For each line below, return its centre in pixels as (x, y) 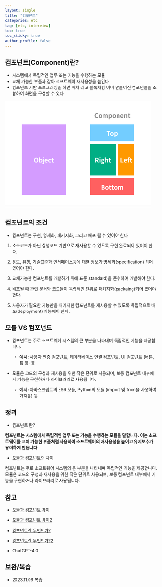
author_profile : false (28, 41)
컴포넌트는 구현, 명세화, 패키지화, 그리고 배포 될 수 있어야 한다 (70, 235)
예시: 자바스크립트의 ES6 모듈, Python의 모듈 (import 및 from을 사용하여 (88, 390)
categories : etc (21, 20)
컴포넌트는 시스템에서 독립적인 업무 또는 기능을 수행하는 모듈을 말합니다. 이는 (77, 435)
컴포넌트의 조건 (26, 223)
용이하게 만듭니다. (22, 448)
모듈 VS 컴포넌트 (29, 328)
